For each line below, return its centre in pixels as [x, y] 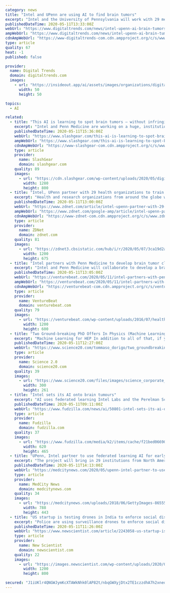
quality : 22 [27, 555]
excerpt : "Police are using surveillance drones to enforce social [87, 522]
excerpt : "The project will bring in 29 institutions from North [85, 461]
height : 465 [36, 451]
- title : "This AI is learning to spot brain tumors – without [78, 122]
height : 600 [36, 329]
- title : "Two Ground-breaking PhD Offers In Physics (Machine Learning [88, 334]
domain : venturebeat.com [45, 306]
